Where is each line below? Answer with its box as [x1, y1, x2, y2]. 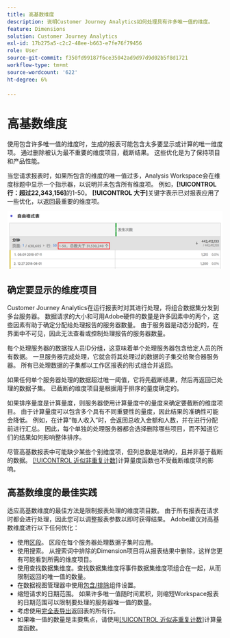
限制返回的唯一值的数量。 [16, 572, 90, 580]
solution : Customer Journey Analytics [7, 33, 118, 40]
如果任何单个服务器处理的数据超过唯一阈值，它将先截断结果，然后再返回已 [7, 376, 217, 383]
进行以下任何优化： [25, 523, 79, 532]
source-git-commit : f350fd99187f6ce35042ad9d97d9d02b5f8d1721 [7, 55, 188, 62]
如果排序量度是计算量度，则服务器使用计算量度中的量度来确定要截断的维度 [7, 399, 217, 407]
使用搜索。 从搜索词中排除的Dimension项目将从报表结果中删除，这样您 [16, 546, 217, 555]
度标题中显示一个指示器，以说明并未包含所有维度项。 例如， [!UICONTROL [7, 180, 217, 189]
